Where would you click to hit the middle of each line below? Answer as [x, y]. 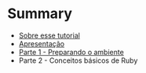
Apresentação [41, 43]
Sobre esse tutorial [49, 35]
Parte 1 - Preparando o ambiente [71, 52]
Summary [40, 14]
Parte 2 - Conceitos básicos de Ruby [78, 60]
